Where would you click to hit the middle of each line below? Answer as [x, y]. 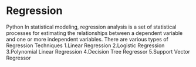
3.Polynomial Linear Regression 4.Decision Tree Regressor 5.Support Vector [98, 51]
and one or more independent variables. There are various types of [87, 39]
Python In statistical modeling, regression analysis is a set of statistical [91, 27]
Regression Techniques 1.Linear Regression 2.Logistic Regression [85, 45]
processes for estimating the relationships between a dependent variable [94, 33]
